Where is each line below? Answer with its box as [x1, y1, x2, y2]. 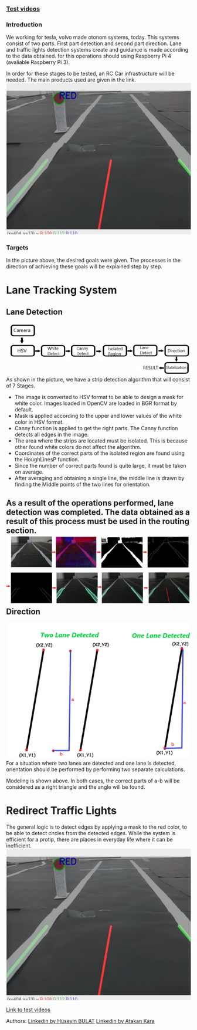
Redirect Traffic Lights [6, 804, 117, 818]
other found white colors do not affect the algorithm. [14, 444, 142, 451]
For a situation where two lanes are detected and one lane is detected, [6, 759, 176, 767]
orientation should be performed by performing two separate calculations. [6, 766, 185, 773]
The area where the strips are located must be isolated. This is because [14, 437, 188, 444]
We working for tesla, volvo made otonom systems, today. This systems [6, 34, 180, 41]
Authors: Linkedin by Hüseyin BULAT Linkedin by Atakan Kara [6, 1017, 155, 1024]
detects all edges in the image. [14, 431, 89, 438]
